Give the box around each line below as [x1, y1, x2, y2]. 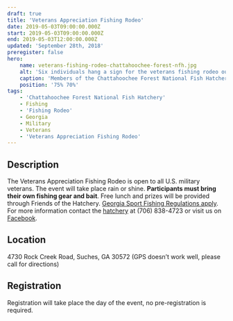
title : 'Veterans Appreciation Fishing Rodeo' [7, 17, 144, 24]
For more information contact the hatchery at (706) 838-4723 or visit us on [7, 206, 222, 215]
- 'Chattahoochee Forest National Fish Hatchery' [19, 94, 166, 101]
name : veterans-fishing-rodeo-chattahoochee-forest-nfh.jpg [19, 62, 197, 69]
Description [7, 158, 59, 170]
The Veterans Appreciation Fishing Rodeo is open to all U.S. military [7, 177, 200, 186]
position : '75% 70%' [19, 81, 79, 88]
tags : [7, 88, 23, 94]
